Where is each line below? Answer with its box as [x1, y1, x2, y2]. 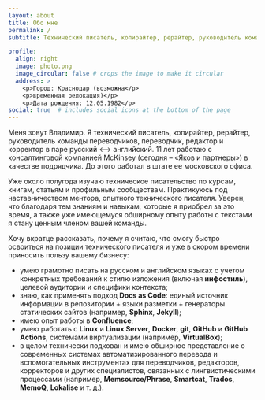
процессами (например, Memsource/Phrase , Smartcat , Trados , [19, 375, 235, 384]
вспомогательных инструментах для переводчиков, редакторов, [19, 357, 240, 367]
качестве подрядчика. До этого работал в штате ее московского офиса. [8, 161, 253, 171]
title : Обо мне [8, 19, 58, 27]
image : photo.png [15, 62, 73, 71]
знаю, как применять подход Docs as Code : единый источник [19, 291, 229, 300]
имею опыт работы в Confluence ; [19, 316, 134, 325]
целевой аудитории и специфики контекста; [19, 283, 168, 292]
